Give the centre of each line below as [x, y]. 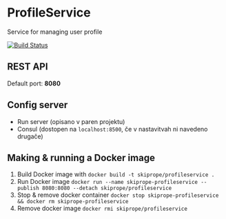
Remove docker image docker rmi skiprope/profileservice [102, 209]
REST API [28, 67]
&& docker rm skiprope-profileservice [73, 202]
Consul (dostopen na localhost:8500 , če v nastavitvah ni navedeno [112, 129]
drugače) [30, 136]
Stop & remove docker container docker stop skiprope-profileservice [118, 195]
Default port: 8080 [34, 83]
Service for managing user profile [55, 32]
